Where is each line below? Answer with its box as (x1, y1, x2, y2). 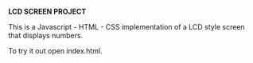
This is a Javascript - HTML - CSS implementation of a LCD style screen (8, 22, 245, 31)
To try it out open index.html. (8, 46, 103, 55)
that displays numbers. (8, 31, 84, 40)
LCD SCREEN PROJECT (8, 7, 87, 16)
